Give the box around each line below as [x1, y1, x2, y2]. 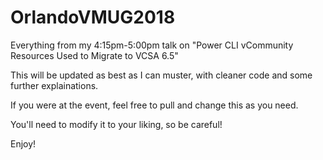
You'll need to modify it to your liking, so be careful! [10, 118, 223, 130]
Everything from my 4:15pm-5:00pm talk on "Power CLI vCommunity [10, 39, 294, 51]
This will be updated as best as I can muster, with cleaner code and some [10, 69, 313, 81]
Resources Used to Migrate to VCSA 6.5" [10, 49, 179, 61]
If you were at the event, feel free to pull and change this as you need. [10, 99, 299, 111]
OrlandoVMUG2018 [10, 6, 176, 29]
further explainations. [10, 79, 99, 91]
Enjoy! [10, 137, 37, 150]
